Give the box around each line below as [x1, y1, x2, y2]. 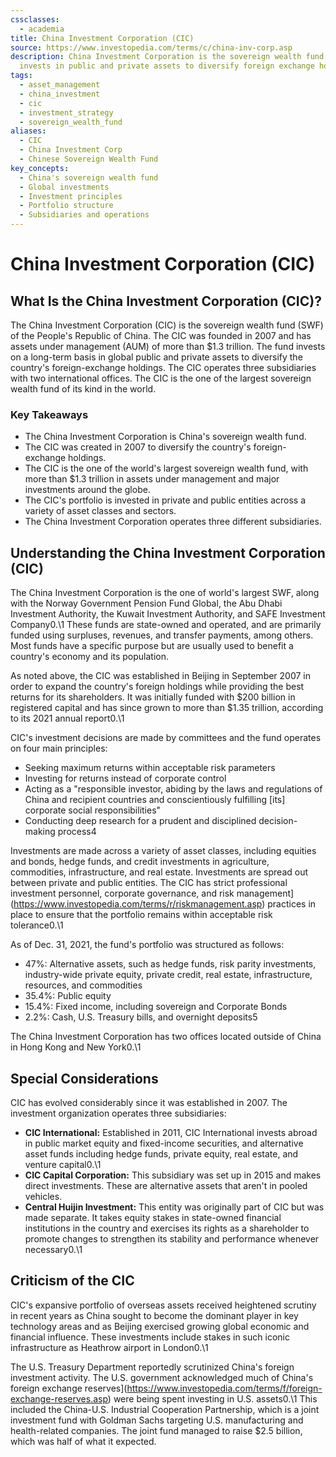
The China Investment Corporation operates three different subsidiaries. [24, 516, 322, 528]
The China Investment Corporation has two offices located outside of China [10, 1031, 322, 1043]
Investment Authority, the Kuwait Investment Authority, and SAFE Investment [10, 608, 326, 620]
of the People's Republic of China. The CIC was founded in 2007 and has [10, 330, 312, 341]
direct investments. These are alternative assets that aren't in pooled [24, 1179, 308, 1191]
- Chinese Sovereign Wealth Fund [19, 154, 159, 164]
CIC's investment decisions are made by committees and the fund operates [10, 732, 322, 744]
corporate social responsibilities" [24, 804, 162, 816]
